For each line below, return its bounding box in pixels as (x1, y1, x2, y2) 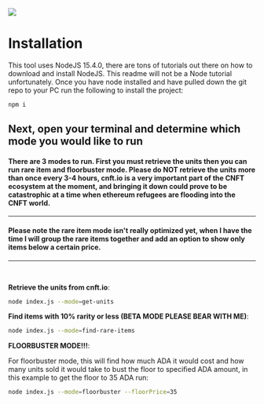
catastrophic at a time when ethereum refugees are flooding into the (8, 190, 236, 199)
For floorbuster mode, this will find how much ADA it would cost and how (8, 356, 245, 366)
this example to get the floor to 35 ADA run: (8, 373, 149, 383)
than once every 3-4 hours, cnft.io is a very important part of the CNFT (8, 173, 245, 183)
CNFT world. (8, 198, 51, 207)
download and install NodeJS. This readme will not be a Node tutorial (8, 68, 233, 78)
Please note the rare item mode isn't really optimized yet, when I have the (8, 226, 253, 235)
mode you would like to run (8, 135, 143, 148)
